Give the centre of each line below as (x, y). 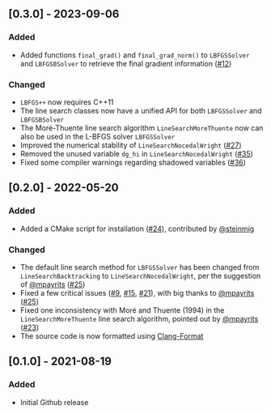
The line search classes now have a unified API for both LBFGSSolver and (141, 110)
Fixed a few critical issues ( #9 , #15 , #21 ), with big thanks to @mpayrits (137, 292)
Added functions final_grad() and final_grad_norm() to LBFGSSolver (135, 55)
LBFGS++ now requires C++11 (67, 102)
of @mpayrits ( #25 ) (53, 284)
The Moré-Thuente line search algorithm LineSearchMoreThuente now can (142, 128)
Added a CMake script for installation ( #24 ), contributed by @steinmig (137, 228)
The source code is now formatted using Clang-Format (112, 335)
